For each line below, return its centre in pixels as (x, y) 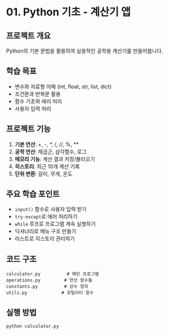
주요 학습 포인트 (33, 194)
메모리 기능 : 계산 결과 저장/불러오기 (55, 159)
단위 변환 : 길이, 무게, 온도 (43, 174)
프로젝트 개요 (29, 36)
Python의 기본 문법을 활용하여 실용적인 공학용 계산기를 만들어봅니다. (84, 51)
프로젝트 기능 (29, 129)
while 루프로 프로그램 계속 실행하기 (55, 224)
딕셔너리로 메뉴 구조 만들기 (45, 231)
